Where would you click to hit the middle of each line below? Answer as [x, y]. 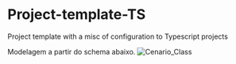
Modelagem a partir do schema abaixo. [72, 51]
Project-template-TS [77, 15]
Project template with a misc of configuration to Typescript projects [118, 36]
